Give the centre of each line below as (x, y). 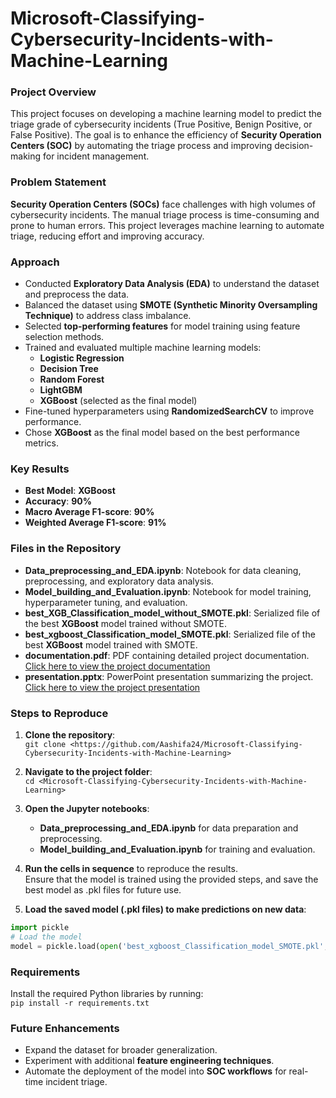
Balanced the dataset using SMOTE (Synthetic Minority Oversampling (171, 305)
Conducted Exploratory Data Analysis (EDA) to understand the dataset (172, 284)
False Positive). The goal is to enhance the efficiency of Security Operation (166, 135)
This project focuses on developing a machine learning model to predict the (166, 114)
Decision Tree (69, 369)
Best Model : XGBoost (70, 491)
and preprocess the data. (77, 294)
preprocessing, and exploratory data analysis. (119, 581)
